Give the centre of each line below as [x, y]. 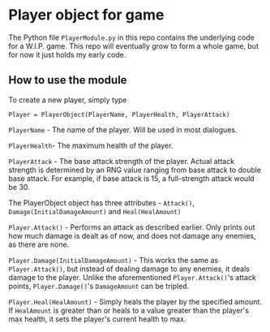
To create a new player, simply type [68, 100]
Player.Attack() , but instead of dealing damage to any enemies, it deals [129, 269]
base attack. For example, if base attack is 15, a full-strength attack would [131, 178]
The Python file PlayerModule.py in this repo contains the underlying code [132, 37]
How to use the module [68, 80]
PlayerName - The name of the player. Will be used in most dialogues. [123, 129]
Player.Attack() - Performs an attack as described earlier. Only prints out [132, 227]
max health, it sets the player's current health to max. [97, 319]
